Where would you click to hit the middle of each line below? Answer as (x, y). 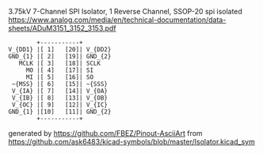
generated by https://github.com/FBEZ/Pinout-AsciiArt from (106, 133)
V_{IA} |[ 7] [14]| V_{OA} (60, 91)
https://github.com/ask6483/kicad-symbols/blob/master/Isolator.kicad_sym (131, 142)
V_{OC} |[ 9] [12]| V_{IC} (60, 105)
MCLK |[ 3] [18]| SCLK (60, 63)
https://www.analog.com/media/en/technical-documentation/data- (117, 20)
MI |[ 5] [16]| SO (59, 77)
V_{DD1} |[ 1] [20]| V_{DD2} (60, 50)
